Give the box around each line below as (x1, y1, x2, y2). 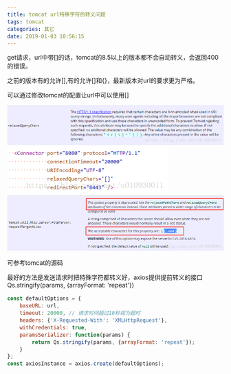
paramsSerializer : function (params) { (19, 331, 131, 338)
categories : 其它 (7, 25, 55, 32)
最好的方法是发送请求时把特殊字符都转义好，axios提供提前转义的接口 (7, 273, 203, 281)
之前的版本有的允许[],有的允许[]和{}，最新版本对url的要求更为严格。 (7, 76, 199, 85)
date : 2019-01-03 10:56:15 (7, 33, 85, 40)
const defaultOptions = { (7, 295, 81, 302)
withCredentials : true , (19, 324, 88, 331)
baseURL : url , (19, 303, 60, 309)
